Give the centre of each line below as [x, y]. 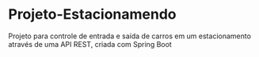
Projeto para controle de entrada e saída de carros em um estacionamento [130, 36]
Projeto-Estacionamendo [92, 14]
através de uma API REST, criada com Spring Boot [90, 44]
